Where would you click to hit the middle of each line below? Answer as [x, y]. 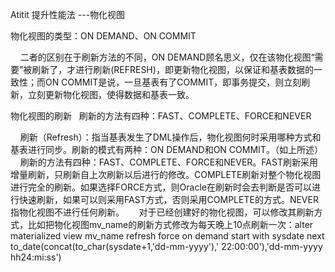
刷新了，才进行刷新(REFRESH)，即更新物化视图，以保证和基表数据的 [172, 69]
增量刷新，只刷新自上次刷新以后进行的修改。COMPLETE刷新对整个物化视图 [166, 174]
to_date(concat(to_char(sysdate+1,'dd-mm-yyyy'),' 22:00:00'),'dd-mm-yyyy [166, 246]
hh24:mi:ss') [36, 257]
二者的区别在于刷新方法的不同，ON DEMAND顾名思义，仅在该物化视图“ [167, 57]
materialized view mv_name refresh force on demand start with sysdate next [167, 236]
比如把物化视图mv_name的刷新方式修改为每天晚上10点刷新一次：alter [170, 224]
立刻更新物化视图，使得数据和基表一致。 [111, 94]
